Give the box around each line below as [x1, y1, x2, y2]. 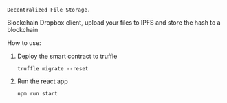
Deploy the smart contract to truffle [17, 52, 118, 60]
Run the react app [17, 77, 68, 85]
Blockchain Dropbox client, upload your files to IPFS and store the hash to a [7, 18, 221, 27]
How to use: [7, 39, 41, 47]
